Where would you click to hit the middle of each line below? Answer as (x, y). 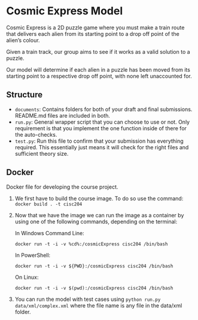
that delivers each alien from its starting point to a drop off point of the (93, 33)
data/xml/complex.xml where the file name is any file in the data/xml (98, 305)
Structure (25, 95)
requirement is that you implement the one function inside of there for (101, 128)
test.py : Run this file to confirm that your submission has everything (99, 141)
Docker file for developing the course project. (62, 187)
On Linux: (27, 277)
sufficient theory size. (42, 153)
